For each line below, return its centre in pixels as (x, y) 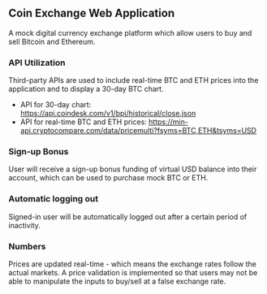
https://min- (169, 122)
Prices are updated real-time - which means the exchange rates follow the (133, 264)
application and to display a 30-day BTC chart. (86, 89)
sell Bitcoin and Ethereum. (52, 41)
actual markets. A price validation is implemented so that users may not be (133, 272)
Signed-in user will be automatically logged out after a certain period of (128, 216)
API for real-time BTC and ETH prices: (84, 122)
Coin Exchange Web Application (92, 13)
